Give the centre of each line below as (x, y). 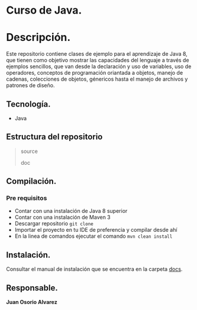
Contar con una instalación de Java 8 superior (71, 211)
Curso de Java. (44, 10)
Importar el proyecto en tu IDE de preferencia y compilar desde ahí (96, 230)
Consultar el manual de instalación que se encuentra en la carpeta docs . (94, 269)
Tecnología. (28, 104)
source (29, 151)
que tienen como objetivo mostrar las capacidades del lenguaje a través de (98, 60)
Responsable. (32, 288)
